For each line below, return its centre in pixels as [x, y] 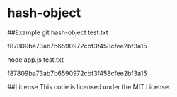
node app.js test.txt [35, 59]
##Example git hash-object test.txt [58, 32]
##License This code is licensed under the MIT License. [89, 86]
